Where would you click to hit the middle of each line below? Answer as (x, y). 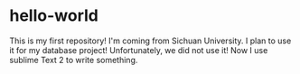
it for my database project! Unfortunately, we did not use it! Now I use (139, 50)
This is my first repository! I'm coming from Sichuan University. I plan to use (150, 41)
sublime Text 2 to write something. (74, 60)
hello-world (54, 16)
